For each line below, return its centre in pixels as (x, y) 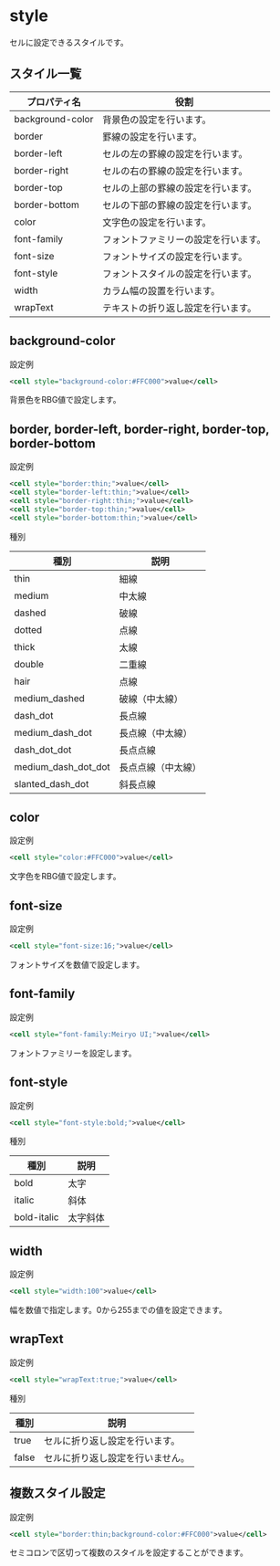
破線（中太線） (151, 699)
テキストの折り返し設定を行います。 (179, 308)
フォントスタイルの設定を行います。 (179, 273)
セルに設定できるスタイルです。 (69, 42)
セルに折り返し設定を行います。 (112, 1441)
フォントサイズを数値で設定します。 (77, 965)
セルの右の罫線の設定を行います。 (175, 171)
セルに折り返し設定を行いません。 (117, 1457)
